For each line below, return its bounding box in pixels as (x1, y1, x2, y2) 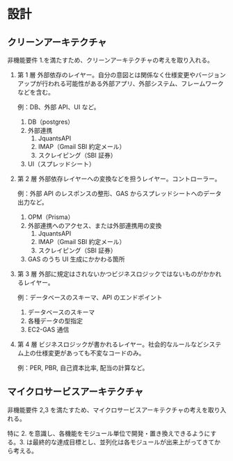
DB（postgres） (27, 118, 74, 126)
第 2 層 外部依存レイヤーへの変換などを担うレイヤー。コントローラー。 (17, 175, 221, 183)
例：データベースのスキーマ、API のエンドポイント (17, 293, 163, 301)
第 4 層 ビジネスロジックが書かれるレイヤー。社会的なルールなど (17, 340, 204, 348)
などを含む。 (17, 88, 54, 96)
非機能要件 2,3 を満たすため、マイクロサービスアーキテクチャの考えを (7, 405, 209, 414)
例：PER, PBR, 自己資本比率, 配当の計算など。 (17, 364, 149, 372)
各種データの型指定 (27, 317, 83, 325)
